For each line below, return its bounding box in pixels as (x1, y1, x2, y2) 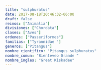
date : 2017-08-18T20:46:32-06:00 (5, 12, 75, 17)
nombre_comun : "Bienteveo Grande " (5, 53, 79, 58)
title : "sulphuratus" (5, 7, 50, 12)
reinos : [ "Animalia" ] (5, 21, 50, 26)
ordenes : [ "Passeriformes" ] (5, 35, 64, 40)
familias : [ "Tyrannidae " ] (5, 39, 61, 44)
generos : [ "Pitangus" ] (5, 44, 52, 49)
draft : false (5, 16, 32, 21)
